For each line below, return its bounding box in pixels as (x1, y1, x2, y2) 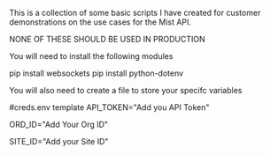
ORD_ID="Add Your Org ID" (9, 119, 109, 129)
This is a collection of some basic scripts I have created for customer (9, 8, 261, 18)
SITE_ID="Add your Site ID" (9, 137, 109, 146)
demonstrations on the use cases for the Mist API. (9, 17, 192, 27)
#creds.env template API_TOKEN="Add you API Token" (9, 102, 210, 113)
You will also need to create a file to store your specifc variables (9, 85, 243, 95)
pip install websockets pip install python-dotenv (9, 68, 184, 78)
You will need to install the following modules (9, 51, 174, 61)
